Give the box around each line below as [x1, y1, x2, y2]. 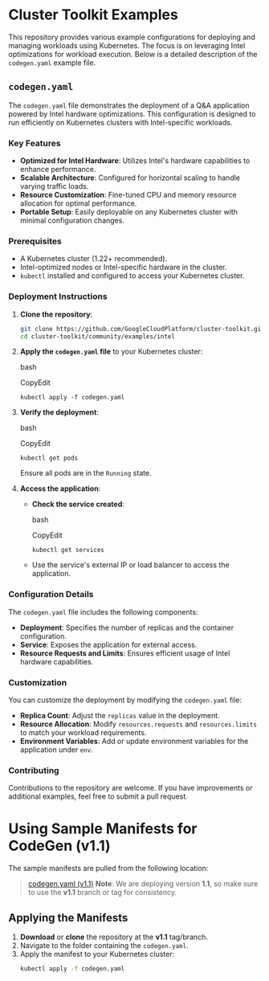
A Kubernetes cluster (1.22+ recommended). [19, 254, 168, 264]
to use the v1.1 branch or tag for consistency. [27, 888, 177, 897]
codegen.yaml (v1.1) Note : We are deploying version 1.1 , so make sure [27, 879, 259, 889]
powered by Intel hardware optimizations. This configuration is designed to [8, 108, 256, 118]
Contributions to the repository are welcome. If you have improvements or [8, 783, 253, 793]
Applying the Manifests [8, 910, 128, 925]
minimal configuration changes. [19, 215, 124, 226]
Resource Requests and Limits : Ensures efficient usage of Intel [19, 648, 230, 658]
